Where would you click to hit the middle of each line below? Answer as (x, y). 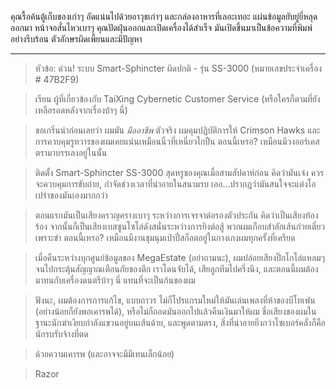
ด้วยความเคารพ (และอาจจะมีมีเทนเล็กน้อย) (104, 354)
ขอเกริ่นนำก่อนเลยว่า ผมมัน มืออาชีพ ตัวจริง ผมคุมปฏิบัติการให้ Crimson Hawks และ (177, 130)
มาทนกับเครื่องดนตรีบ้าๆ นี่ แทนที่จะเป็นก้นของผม (115, 280)
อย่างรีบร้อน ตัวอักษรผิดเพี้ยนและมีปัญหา (76, 39)
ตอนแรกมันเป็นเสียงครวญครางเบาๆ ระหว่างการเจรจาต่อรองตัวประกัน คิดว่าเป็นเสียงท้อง (176, 215)
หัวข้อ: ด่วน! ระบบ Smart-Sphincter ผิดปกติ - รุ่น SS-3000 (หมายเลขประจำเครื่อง (178, 68)
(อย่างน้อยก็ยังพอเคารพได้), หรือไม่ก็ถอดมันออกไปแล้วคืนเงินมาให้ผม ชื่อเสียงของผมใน (175, 311)
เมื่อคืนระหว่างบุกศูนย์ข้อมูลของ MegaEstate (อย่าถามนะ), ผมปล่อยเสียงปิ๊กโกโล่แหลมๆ (179, 257)
